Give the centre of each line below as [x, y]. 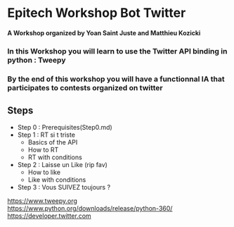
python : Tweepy [37, 60]
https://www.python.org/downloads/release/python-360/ [90, 209]
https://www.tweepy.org [42, 201]
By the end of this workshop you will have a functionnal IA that [116, 79]
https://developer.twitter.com [49, 216]
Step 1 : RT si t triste [46, 135]
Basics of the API [53, 142]
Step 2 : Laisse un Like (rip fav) [62, 165]
